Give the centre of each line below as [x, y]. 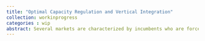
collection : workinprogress [42, 17]
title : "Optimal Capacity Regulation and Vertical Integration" [90, 12]
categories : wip [28, 23]
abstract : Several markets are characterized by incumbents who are [95, 29]
